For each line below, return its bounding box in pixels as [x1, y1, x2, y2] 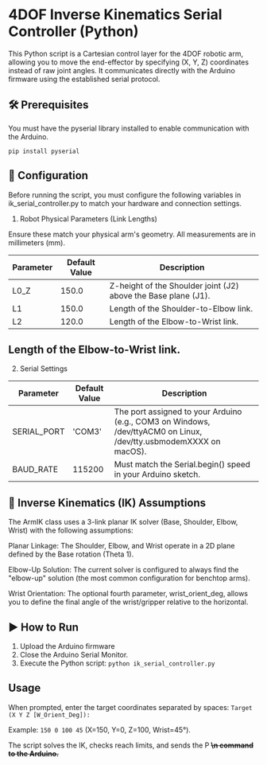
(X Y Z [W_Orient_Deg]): [8, 711, 91, 719]
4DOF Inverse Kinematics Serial [8, 6, 222, 24]
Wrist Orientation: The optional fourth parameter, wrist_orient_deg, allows [8, 589, 249, 599]
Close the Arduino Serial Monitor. [19, 650, 129, 659]
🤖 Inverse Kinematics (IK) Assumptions [8, 496, 207, 509]
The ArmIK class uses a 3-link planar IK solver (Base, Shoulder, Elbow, [8, 517, 238, 527]
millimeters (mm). [8, 237, 66, 248]
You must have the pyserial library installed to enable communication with [8, 123, 250, 133]
